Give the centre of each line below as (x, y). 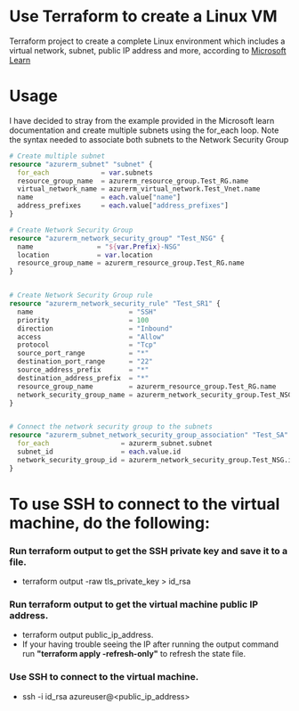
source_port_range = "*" (83, 354)
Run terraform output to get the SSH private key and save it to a (148, 551)
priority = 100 (83, 320)
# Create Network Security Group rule (81, 296)
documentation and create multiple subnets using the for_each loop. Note (144, 130)
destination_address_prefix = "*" (83, 378)
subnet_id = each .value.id (99, 452)
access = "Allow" (91, 337)
